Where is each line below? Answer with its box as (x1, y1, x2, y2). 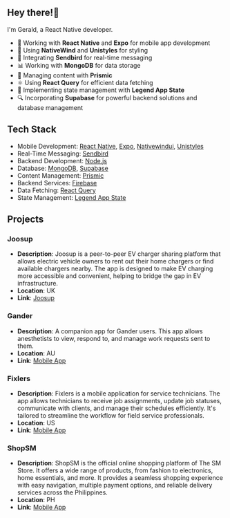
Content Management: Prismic (17, 171, 104, 180)
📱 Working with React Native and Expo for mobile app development (17, 39, 211, 47)
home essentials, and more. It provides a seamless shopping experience (17, 474, 223, 482)
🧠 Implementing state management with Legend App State (17, 86, 185, 94)
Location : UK (17, 286, 55, 295)
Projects (7, 214, 44, 225)
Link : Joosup (17, 294, 55, 302)
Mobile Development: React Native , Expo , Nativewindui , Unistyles (17, 142, 204, 150)
